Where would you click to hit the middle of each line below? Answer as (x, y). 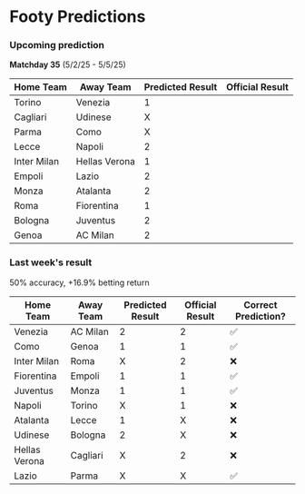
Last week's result (51, 262)
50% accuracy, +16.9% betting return (79, 282)
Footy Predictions (78, 17)
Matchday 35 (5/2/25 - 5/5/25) (68, 64)
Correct (261, 304)
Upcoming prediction (57, 45)
